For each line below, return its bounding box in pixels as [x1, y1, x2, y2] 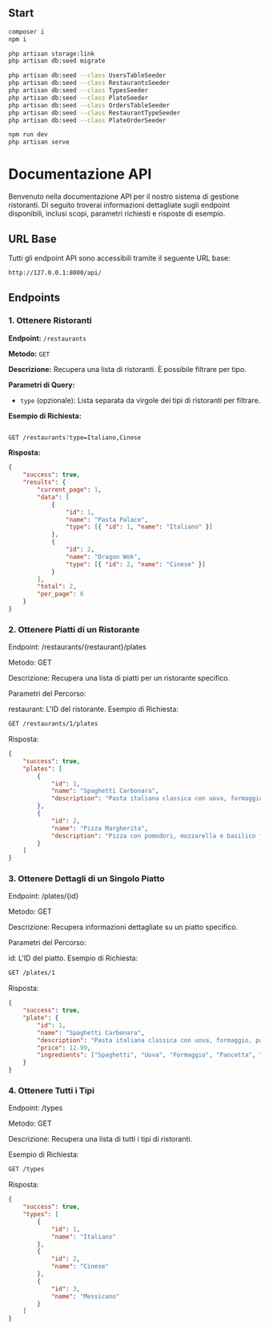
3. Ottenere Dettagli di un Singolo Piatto [8, 873, 165, 884]
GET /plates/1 [8, 969, 56, 977]
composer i [8, 27, 45, 35]
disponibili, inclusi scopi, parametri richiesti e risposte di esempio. [8, 208, 226, 219]
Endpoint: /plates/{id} [8, 891, 79, 901]
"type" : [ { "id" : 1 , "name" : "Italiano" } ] [65, 523, 214, 532]
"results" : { [22, 479, 66, 487]
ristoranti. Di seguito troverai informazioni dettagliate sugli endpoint [8, 200, 231, 210]
